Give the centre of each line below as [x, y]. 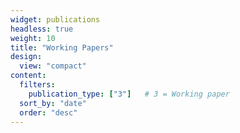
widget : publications [55, 19]
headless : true [42, 29]
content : [28, 76]
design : [26, 57]
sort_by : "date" [53, 103]
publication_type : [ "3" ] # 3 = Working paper [129, 94]
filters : [37, 85]
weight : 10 [33, 38]
